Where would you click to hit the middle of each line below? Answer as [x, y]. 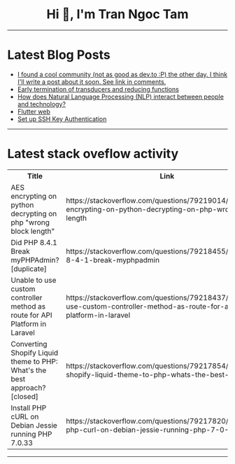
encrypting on [34, 196]
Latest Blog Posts [59, 55]
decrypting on [34, 213]
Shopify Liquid [35, 353]
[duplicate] [29, 269]
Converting [29, 344]
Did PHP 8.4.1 [34, 242]
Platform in [29, 323]
